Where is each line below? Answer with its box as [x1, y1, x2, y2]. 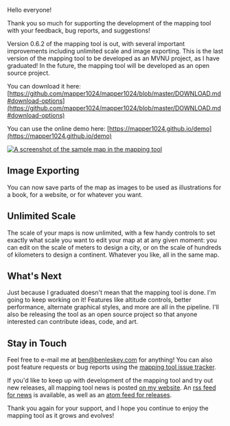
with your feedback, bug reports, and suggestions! [7, 27, 150, 34]
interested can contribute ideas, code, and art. [7, 318, 139, 326]
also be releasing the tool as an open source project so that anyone [7, 310, 198, 318]
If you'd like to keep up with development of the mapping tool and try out [7, 377, 214, 385]
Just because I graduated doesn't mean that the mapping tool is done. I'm [7, 288, 216, 297]
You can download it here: [7, 82, 81, 90]
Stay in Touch [7, 338, 67, 349]
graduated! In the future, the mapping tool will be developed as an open [7, 62, 210, 69]
